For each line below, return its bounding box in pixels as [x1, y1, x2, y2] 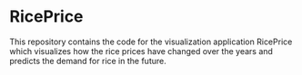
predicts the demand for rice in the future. [9, 55, 166, 66]
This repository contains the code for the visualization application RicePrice [9, 36, 293, 47]
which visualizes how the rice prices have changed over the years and [9, 45, 273, 56]
